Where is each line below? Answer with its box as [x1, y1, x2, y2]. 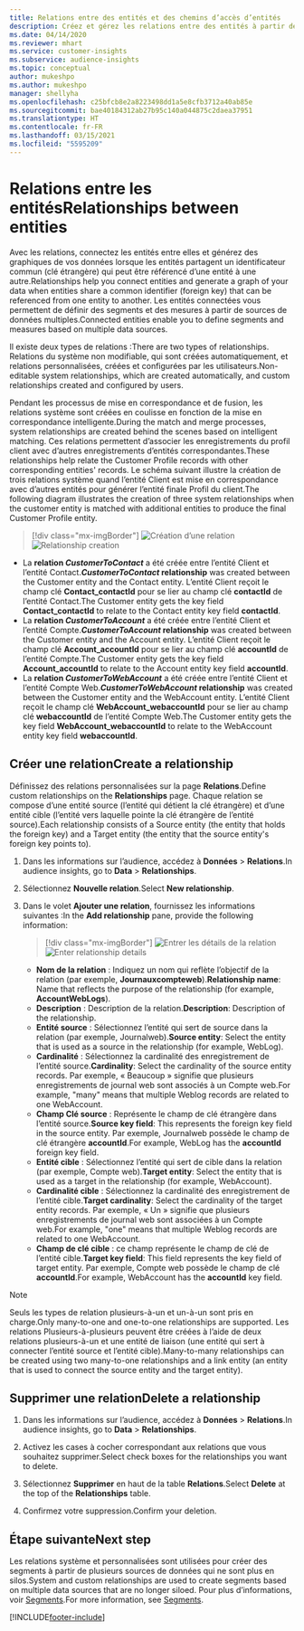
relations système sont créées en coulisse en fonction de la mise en [9, 406, 262, 417]
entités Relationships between [9, 197, 240, 218]
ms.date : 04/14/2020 [9, 30, 88, 39]
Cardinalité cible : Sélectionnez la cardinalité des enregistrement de [35, 1185, 290, 1196]
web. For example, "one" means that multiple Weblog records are [35, 1223, 278, 1235]
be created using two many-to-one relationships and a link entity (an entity [9, 1354, 288, 1366]
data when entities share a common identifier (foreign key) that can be [9, 285, 272, 296]
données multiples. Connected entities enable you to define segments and [9, 314, 284, 325]
